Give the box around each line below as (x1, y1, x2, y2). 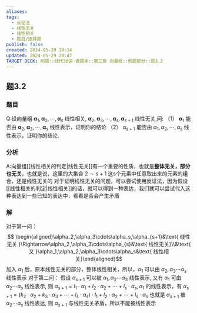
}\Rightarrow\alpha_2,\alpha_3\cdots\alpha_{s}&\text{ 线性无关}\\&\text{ (18, 240, 191, 248)
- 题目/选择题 (11, 36, 42, 42)
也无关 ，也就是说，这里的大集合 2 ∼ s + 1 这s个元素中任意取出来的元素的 (6, 170, 183, 177)
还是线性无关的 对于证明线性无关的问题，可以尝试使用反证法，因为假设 (16, 178, 188, 185)
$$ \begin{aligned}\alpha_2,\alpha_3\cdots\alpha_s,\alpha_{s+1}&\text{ (7, 233, 179, 240)
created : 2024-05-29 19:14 (6, 47, 72, 53)
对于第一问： (6, 223, 37, 230)
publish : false (6, 42, 44, 48)
